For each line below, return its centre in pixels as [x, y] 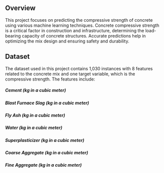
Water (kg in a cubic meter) [34, 128]
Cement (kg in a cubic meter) [36, 90]
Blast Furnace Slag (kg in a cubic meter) [47, 103]
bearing [13, 36]
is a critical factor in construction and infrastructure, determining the [75, 30]
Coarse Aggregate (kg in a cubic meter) [47, 153]
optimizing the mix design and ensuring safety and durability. [67, 41]
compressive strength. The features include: [50, 79]
